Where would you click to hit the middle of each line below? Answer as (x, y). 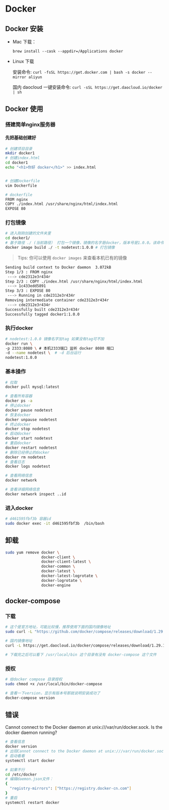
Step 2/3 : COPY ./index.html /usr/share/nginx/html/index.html (74, 281)
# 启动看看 (15, 756)
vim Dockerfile (21, 185)
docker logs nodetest (28, 467)
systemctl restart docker (32, 802)
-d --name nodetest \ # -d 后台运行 (43, 353)
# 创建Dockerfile (23, 181)
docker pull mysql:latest (32, 387)
